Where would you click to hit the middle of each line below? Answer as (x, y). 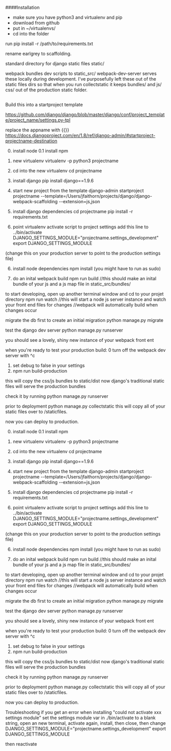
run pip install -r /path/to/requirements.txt (49, 44)
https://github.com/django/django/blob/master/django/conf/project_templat (85, 114)
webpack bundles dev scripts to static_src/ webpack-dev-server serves (81, 73)
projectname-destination (31, 141)
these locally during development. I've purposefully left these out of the (81, 79)
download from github (36, 23)
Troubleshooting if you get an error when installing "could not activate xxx (83, 713)
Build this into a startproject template (44, 105)
